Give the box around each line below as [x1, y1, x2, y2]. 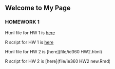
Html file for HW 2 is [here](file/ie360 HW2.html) [5, 48, 102, 54]
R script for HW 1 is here [5, 39, 54, 45]
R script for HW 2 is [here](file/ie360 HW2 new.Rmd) [5, 58, 111, 64]
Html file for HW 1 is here [5, 29, 55, 36]
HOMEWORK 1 [5, 19, 40, 25]
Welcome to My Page [5, 4, 71, 12]
